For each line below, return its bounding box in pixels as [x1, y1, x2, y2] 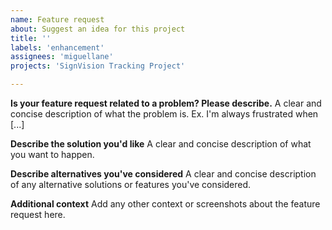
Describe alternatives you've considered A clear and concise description [10, 168, 317, 180]
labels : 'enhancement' [10, 42, 105, 53]
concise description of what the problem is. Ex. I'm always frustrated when [10, 108, 319, 120]
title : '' [10, 33, 52, 43]
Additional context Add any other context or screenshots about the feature [10, 198, 321, 210]
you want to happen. [10, 149, 95, 160]
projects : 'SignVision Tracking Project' [10, 61, 186, 71]
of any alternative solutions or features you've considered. [10, 179, 252, 190]
